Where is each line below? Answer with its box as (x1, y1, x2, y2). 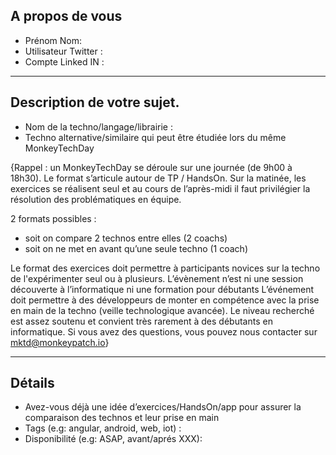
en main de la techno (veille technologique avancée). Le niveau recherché (10, 304, 315, 316)
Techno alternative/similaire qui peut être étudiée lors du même (24, 131, 287, 143)
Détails (10, 375, 55, 392)
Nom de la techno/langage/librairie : (24, 120, 173, 133)
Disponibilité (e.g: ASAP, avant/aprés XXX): (24, 433, 203, 445)
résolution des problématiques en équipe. (10, 193, 182, 205)
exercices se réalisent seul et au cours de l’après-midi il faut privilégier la (10, 182, 311, 194)
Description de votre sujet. (10, 94, 180, 111)
